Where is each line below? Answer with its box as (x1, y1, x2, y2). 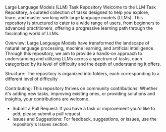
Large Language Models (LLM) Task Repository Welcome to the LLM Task (5, 4, 156, 10)
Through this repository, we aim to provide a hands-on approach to (5, 50, 142, 56)
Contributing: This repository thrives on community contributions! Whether (5, 86, 158, 91)
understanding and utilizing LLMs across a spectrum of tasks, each (5, 56, 143, 61)
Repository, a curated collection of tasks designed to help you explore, (5, 9, 150, 15)
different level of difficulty (5, 76, 58, 82)
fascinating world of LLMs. (5, 31, 59, 36)
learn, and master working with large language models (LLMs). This (5, 15, 143, 20)
